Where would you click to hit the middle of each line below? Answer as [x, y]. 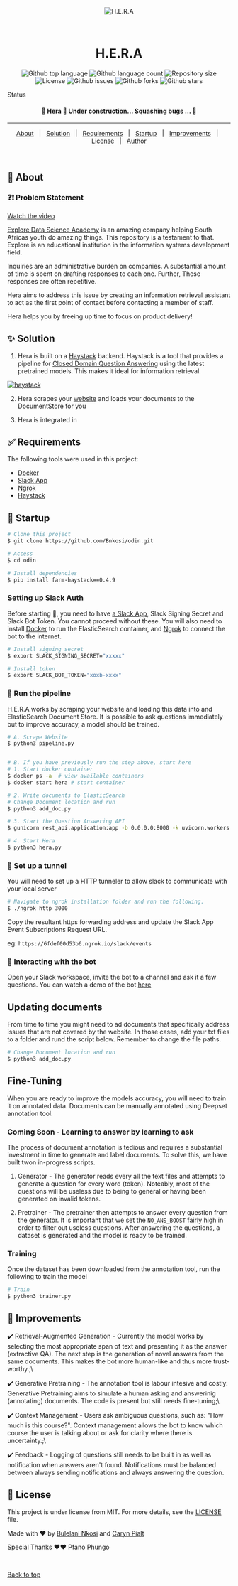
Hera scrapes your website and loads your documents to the [106, 398]
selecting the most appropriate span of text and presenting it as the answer [117, 1346]
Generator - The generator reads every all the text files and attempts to [121, 1176]
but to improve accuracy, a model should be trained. [84, 724]
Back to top [24, 1575]
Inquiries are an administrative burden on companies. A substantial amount [117, 266]
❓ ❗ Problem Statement [45, 198]
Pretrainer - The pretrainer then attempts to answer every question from [123, 1212]
